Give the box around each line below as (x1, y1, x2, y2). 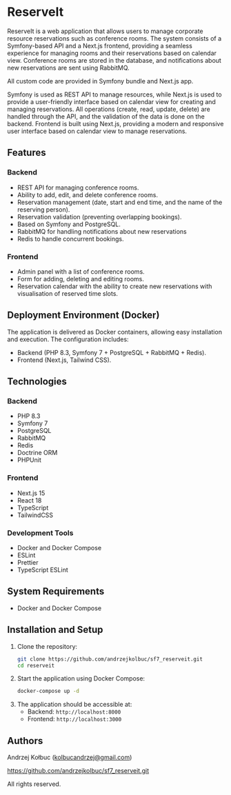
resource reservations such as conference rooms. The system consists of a (7, 34, 222, 42)
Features (7, 147, 46, 159)
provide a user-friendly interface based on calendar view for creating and (7, 97, 216, 105)
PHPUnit (17, 456, 41, 464)
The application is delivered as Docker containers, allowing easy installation (7, 328, 223, 336)
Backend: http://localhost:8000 (27, 707, 121, 716)
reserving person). (17, 205, 70, 214)
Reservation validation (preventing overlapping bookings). (17, 212, 182, 221)
